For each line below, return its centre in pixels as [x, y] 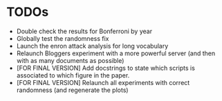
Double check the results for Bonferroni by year [84, 31]
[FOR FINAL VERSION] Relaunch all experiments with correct [103, 82]
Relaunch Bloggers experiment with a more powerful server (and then [116, 53]
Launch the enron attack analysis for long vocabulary [92, 46]
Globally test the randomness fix [63, 38]
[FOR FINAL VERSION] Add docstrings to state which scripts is [105, 68]
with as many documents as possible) [70, 60]
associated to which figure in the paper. [73, 75]
